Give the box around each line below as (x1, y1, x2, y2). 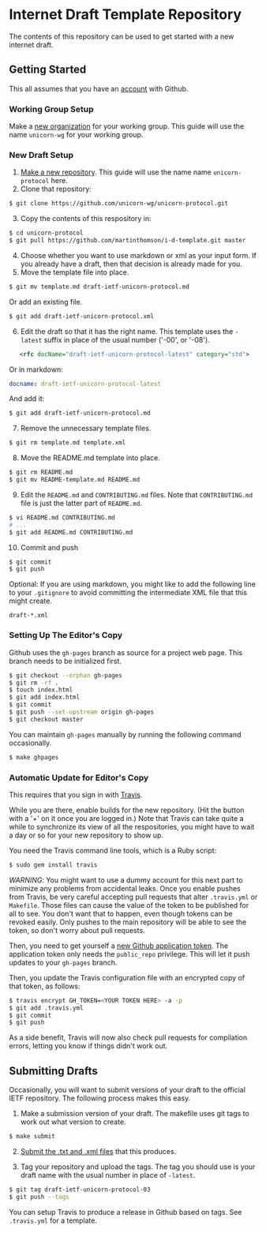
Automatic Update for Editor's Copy (9, 772, 149, 783)
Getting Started (9, 63, 87, 77)
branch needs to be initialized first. (9, 656, 122, 665)
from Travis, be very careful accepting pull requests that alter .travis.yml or (9, 892, 258, 901)
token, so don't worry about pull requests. (9, 925, 145, 935)
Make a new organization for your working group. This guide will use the (9, 122, 245, 131)
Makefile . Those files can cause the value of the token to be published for (9, 900, 249, 909)
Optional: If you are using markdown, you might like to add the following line (9, 579, 256, 589)
